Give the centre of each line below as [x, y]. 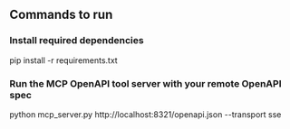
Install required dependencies [77, 41]
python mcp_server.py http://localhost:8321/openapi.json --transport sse [145, 114]
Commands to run [61, 15]
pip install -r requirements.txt [63, 60]
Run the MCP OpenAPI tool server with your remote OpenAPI [146, 83]
